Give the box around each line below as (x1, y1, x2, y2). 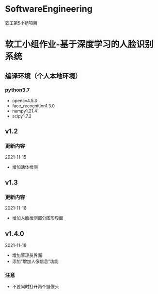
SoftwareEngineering (5, 3, 93, 15)
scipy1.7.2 (12, 113, 32, 119)
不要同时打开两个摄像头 (12, 284, 59, 290)
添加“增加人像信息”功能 (12, 259, 59, 264)
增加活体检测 (12, 164, 38, 170)
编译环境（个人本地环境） (5, 72, 81, 80)
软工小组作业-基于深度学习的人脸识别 (5, 39, 154, 50)
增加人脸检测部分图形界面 (12, 215, 63, 221)
